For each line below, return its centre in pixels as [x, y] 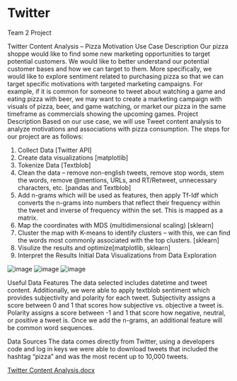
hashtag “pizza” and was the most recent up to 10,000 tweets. [98, 356]
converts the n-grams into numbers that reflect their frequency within [119, 202]
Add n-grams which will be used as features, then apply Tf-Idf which [118, 195]
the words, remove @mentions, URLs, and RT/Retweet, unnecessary [117, 180]
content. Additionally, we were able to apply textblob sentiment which [109, 290]
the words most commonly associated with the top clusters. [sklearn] [118, 240]
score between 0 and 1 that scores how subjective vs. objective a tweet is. [116, 305]
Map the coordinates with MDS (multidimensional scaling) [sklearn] [116, 225]
